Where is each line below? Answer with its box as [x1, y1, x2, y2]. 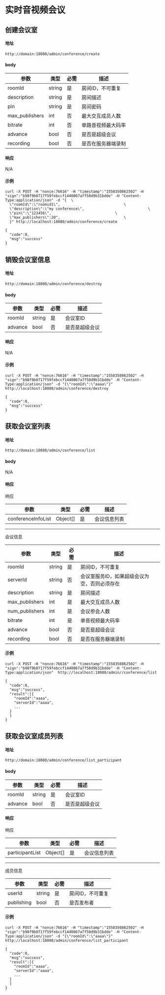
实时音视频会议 [5, 4, 66, 16]
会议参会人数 [80, 608, 110, 614]
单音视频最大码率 [80, 617, 120, 624]
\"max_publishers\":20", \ [9, 215, 126, 220]
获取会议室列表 [5, 422, 51, 430]
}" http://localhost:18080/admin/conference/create [9, 220, 118, 225]
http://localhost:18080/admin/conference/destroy [5, 386, 109, 391]
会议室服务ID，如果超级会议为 [80, 573, 150, 579]
